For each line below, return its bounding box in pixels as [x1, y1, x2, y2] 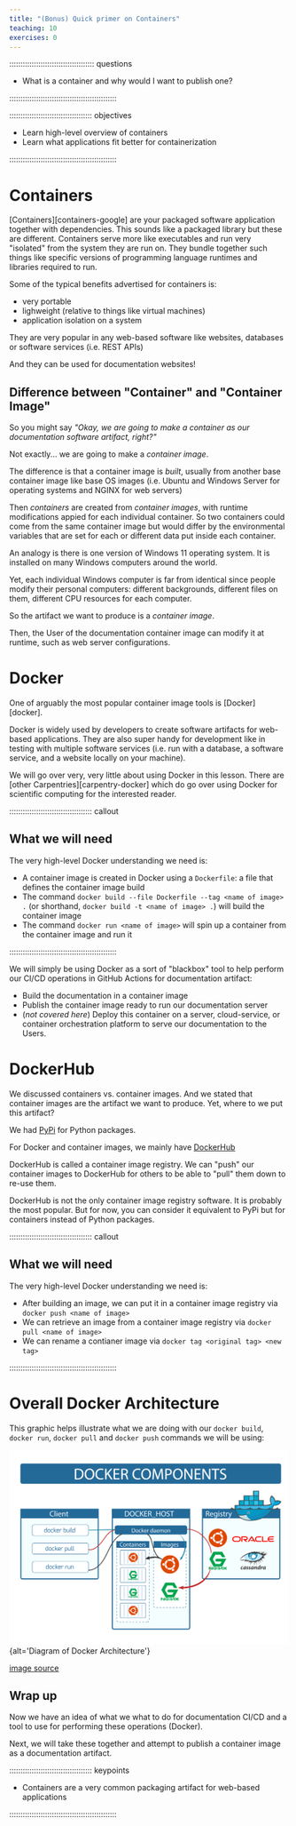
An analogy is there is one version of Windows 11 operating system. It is [9, 547, 270, 559]
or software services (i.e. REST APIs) [9, 342, 144, 353]
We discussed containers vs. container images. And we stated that [9, 1088, 253, 1099]
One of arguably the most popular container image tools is [9, 698, 222, 708]
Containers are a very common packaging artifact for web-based [21, 1782, 260, 1793]
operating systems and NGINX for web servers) [9, 485, 183, 496]
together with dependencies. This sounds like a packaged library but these [9, 224, 283, 235]
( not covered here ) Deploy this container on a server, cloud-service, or [21, 1009, 281, 1019]
